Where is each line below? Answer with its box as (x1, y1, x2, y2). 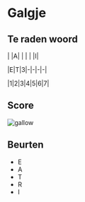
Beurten (7, 139, 44, 151)
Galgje (7, 5, 47, 21)
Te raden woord (7, 33, 78, 45)
